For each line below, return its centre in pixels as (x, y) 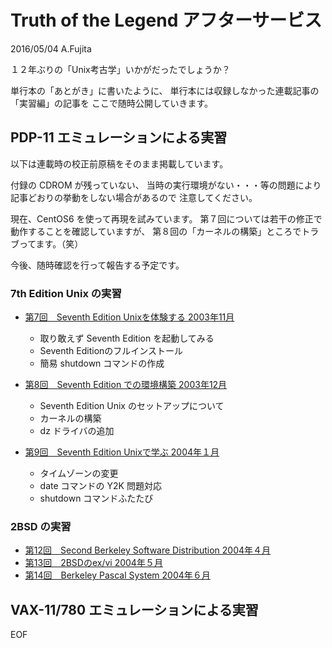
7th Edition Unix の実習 (66, 293)
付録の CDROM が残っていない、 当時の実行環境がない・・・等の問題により (166, 185)
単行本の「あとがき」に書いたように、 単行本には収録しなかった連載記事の (165, 90)
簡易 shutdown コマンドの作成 (102, 363)
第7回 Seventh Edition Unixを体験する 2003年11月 (129, 317)
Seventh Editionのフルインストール (111, 351)
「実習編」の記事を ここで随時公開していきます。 (112, 103)
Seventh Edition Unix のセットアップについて (132, 406)
